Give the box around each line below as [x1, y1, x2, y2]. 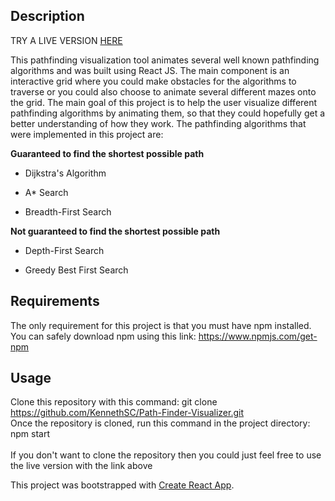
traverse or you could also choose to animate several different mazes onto [10, 85, 317, 98]
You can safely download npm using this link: [10, 330, 197, 342]
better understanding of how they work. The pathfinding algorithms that [10, 117, 307, 129]
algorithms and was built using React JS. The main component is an [10, 64, 290, 76]
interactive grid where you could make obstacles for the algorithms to [10, 75, 297, 87]
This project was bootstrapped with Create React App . [10, 479, 235, 491]
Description [10, 8, 85, 25]
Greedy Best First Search [24, 264, 129, 276]
